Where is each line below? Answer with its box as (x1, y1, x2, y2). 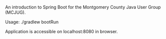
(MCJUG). (5, 9, 26, 15)
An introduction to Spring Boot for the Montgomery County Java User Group (5, 4, 161, 10)
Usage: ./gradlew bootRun (5, 19, 58, 25)
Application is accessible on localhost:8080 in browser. (5, 29, 118, 34)
